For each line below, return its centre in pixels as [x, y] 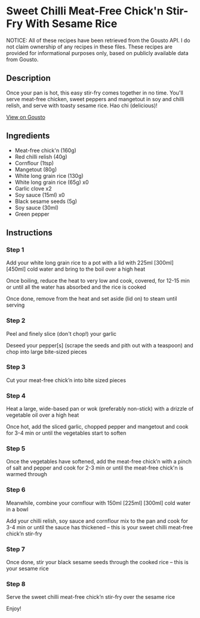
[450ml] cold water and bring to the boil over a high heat [76, 269]
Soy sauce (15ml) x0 [40, 195]
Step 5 [16, 449]
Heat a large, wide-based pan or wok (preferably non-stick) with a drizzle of [100, 409]
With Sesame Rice [71, 24]
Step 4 [16, 395]
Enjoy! [14, 608]
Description [28, 78]
